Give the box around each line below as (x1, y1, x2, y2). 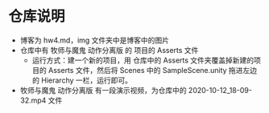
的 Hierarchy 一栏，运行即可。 (31, 75, 133, 85)
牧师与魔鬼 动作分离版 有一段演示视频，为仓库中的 (19, 85, 187, 95)
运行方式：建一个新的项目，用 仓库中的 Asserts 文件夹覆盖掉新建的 (31, 55, 255, 65)
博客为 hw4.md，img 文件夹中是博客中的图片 (19, 35, 170, 45)
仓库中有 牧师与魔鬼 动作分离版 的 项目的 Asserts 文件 (19, 45, 199, 54)
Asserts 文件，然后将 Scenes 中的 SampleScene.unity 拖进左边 (48, 65, 258, 75)
